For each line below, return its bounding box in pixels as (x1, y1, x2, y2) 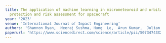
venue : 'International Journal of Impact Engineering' (5, 21, 121, 26)
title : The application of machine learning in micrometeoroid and (5, 7, 147, 12)
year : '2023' (5, 16, 32, 21)
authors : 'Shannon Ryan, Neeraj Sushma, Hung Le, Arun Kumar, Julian (5, 26, 161, 31)
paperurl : (5, 30, 26, 35)
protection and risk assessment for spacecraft (9, 12, 110, 17)
